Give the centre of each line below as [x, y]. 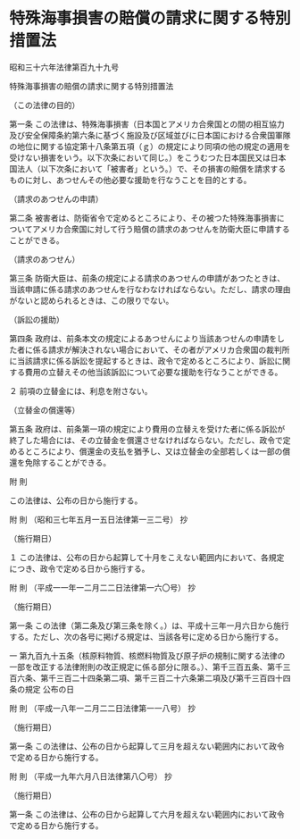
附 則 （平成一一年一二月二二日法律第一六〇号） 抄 [103, 587]
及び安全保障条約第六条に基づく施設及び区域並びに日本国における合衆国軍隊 [150, 135]
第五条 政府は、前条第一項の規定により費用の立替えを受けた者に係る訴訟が [147, 429]
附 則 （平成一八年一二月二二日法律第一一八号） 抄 [103, 708]
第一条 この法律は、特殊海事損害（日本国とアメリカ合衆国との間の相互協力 [147, 124]
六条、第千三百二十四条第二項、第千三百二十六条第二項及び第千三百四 [146, 678]
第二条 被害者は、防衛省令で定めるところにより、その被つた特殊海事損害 [143, 218]
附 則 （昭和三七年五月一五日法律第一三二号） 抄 [99, 519]
